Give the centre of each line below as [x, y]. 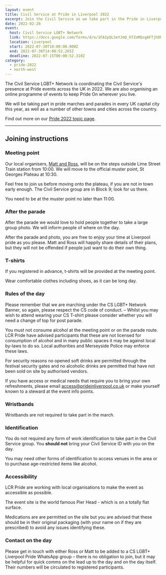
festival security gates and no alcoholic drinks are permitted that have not [80, 366]
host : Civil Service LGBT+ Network [46, 33]
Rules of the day [25, 294]
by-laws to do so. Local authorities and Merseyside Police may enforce [77, 346]
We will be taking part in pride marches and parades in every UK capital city [82, 104]
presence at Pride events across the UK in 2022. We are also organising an [82, 89]
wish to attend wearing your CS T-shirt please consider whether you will [79, 315]
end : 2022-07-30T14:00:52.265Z [42, 51]
